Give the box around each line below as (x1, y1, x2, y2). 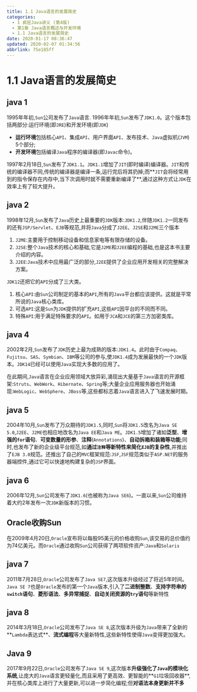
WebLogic (13, 389, 35, 395)
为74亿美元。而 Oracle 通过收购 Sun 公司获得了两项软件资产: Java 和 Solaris (6, 542, 180, 549)
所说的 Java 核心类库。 (15, 297, 67, 305)
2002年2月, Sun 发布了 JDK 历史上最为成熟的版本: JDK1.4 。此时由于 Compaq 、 (6, 346, 181, 353)
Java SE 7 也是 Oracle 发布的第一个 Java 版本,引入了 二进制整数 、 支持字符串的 (6, 583, 187, 590)
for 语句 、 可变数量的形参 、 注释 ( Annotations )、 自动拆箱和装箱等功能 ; (17, 436, 182, 443)
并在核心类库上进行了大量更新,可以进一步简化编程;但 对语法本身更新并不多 (6, 680, 185, 687)
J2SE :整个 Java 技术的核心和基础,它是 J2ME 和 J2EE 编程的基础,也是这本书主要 (15, 243, 191, 250)
